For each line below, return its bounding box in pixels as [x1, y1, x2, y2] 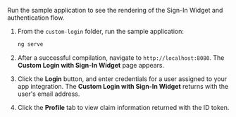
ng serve [17, 41, 44, 48]
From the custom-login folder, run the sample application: [17, 27, 185, 35]
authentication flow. [7, 13, 65, 22]
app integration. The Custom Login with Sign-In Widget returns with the [17, 82, 229, 90]
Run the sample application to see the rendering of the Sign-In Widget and [7, 6, 223, 14]
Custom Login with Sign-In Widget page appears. [17, 61, 164, 69]
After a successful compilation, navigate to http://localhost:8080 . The [17, 53, 225, 62]
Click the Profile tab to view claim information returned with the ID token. [17, 103, 230, 111]
